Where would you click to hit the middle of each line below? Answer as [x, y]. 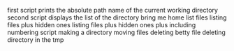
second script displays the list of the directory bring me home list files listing [117, 17]
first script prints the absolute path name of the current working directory [113, 10]
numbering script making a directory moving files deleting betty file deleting [116, 32]
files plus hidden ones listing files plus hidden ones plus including [102, 25]
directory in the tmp [36, 40]
